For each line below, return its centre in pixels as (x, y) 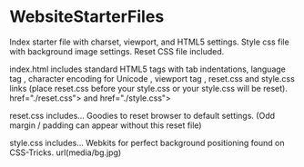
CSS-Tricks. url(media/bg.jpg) (66, 152)
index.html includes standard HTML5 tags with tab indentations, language (148, 69)
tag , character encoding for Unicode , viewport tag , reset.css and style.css (152, 78)
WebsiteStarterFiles (87, 17)
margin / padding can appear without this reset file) (106, 125)
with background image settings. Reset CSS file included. (117, 51)
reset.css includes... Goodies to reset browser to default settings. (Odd (142, 115)
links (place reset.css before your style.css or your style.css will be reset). (149, 88)
